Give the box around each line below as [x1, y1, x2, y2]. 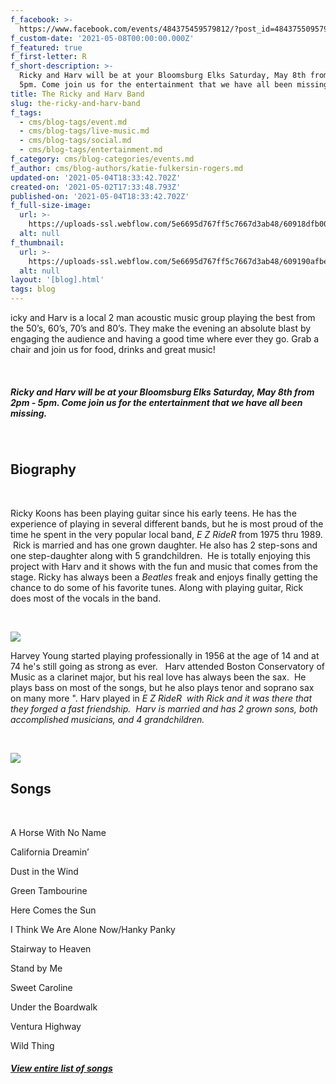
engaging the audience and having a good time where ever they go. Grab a [10, 333, 320, 345]
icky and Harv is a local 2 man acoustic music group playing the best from [10, 312, 316, 323]
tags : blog [10, 284, 56, 295]
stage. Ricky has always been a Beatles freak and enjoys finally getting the [10, 571, 318, 583]
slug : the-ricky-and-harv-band [10, 98, 141, 108]
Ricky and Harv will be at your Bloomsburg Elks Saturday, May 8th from [10, 386, 315, 398]
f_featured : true [10, 42, 83, 53]
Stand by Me [10, 962, 63, 974]
